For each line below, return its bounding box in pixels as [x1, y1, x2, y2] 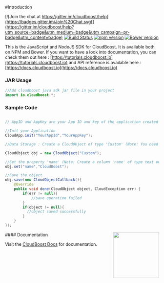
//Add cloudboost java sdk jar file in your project [5, 88, 115, 93]
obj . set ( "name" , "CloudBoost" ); [5, 164, 69, 169]
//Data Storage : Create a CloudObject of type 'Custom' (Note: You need [5, 141, 159, 146]
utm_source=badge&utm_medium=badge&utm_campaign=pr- [5, 29, 130, 35]
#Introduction [5, 4, 33, 10]
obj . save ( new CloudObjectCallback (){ [5, 177, 82, 183]
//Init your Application [5, 128, 56, 134]
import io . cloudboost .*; [5, 93, 56, 97]
